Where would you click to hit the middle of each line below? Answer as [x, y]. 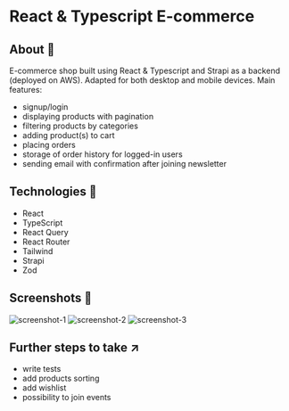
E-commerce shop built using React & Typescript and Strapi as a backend [145, 70]
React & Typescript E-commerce [132, 16]
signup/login [45, 107]
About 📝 [32, 49]
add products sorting [61, 378]
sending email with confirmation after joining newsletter [124, 164]
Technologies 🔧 [53, 192]
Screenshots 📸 [51, 298]
